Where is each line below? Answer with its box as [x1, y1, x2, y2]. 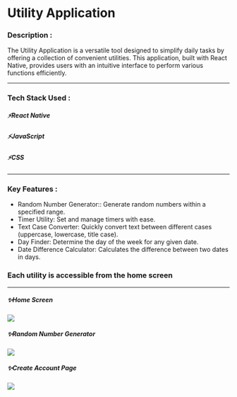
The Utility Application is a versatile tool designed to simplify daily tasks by [7, 46, 224, 54]
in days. [17, 253, 41, 261]
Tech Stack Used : [7, 93, 71, 103]
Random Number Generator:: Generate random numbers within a [17, 200, 206, 209]
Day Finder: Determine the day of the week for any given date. [17, 238, 199, 246]
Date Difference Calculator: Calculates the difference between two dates [17, 246, 229, 254]
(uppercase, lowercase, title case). [17, 230, 119, 238]
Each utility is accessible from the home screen [7, 270, 173, 280]
